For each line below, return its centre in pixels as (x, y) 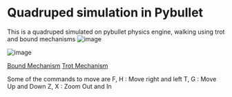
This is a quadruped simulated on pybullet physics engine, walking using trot (116, 32)
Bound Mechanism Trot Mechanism (58, 65)
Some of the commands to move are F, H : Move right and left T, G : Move (112, 79)
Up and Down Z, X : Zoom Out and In (59, 86)
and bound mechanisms (41, 39)
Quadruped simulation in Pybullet (105, 13)
